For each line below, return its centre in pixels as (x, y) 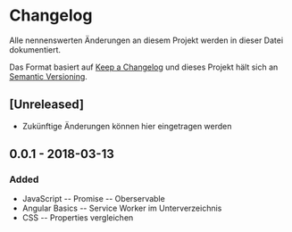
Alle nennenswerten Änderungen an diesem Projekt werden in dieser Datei (146, 40)
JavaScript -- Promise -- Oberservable (93, 199)
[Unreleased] (47, 105)
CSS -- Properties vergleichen (78, 218)
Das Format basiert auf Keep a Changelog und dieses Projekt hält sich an (144, 67)
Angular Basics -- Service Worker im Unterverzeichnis (122, 208)
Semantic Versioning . (48, 76)
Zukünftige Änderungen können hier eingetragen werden (127, 126)
